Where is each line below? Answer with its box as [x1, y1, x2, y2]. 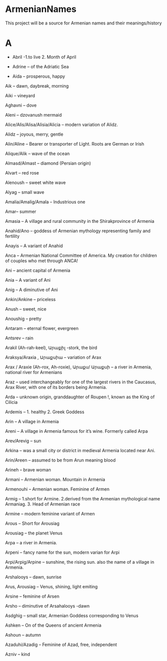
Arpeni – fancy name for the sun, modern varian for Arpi [5, 549, 120, 555]
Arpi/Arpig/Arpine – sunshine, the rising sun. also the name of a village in [5, 559, 155, 565]
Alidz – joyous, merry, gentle [5, 131, 64, 137]
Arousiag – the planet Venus [5, 530, 63, 536]
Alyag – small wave [5, 189, 45, 195]
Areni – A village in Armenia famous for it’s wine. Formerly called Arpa [5, 428, 148, 434]
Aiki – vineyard [5, 92, 35, 98]
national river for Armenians [5, 369, 62, 375]
